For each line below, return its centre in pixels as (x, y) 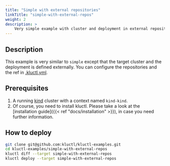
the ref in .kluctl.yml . (27, 72)
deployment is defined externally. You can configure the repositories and (81, 67)
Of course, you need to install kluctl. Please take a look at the (76, 106)
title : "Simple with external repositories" (53, 10)
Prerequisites (27, 89)
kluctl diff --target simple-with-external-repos (59, 154)
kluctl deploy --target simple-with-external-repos (61, 159)
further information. (33, 117)
